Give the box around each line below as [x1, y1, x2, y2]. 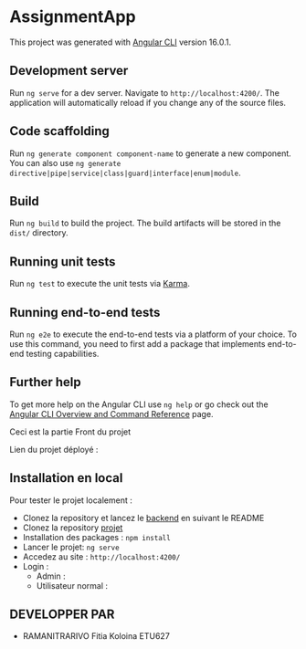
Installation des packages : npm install [22, 531, 171, 542]
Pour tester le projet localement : [9, 495, 132, 506]
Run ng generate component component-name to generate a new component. [9, 148, 292, 159]
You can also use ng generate [9, 157, 121, 168]
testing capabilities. [26, 349, 100, 359]
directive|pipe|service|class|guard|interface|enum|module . [9, 167, 241, 178]
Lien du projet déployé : [9, 444, 99, 455]
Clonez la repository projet [22, 522, 123, 533]
